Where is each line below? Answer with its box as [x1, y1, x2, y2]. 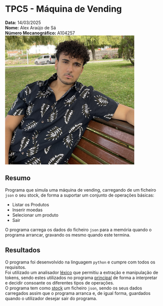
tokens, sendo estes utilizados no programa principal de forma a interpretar [5, 275, 158, 281]
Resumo [5, 174, 31, 182]
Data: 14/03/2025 [5, 20, 41, 25]
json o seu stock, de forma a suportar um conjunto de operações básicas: [5, 192, 155, 198]
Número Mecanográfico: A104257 [5, 30, 75, 36]
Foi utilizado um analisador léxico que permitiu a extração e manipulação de [5, 269, 158, 275]
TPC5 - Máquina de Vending [5, 3, 122, 15]
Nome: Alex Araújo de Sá [5, 24, 56, 30]
